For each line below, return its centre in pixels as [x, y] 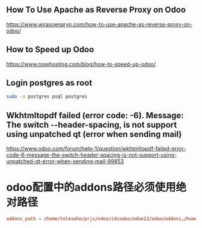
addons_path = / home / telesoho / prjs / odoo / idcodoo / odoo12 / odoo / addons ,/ [96, 219]
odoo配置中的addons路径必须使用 [91, 187]
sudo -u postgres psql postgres [47, 97]
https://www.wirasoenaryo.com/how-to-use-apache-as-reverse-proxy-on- [99, 24]
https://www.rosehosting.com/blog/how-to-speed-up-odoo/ [81, 64]
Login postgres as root [49, 83]
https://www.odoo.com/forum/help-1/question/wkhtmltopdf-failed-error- [96, 149]
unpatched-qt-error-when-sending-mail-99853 [65, 161]
